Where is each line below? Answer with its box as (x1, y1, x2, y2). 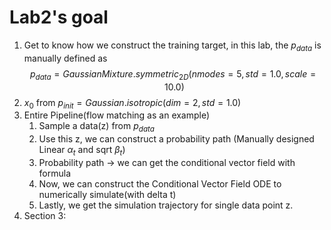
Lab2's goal (9, 6, 109, 29)
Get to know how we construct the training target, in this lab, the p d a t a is (23, 39, 322, 53)
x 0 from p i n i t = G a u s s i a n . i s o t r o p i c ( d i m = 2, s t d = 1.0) (23, 96, 242, 111)
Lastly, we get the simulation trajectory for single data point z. (38, 199, 294, 211)
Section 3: (23, 209, 67, 221)
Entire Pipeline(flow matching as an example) (23, 109, 211, 121)
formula (38, 167, 72, 179)
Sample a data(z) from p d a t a (38, 120, 155, 135)
